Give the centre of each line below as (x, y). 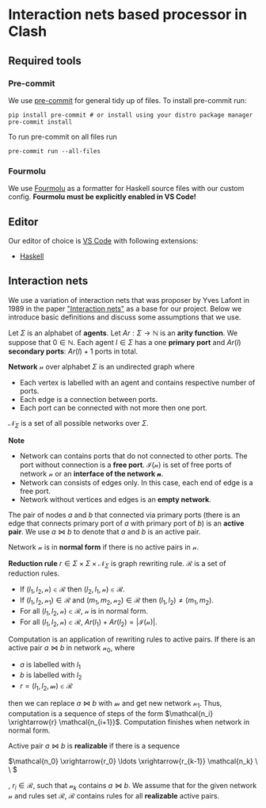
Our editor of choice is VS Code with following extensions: (103, 240)
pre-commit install (40, 122)
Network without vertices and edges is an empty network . (115, 499)
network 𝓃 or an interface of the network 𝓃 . (91, 473)
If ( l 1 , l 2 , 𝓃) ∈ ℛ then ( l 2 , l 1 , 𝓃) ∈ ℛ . (72, 590)
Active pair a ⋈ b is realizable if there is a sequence (94, 745)
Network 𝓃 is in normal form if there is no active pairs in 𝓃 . (104, 547)
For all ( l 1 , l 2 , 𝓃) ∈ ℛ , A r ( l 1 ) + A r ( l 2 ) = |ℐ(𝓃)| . (88, 622)
